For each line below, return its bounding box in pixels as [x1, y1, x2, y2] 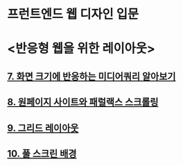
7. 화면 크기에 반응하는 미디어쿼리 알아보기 [7, 70, 176, 82]
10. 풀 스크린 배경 [7, 147, 77, 160]
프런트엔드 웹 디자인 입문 [7, 6, 139, 22]
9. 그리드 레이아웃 [7, 122, 79, 134]
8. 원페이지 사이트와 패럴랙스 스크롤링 [7, 97, 159, 108]
